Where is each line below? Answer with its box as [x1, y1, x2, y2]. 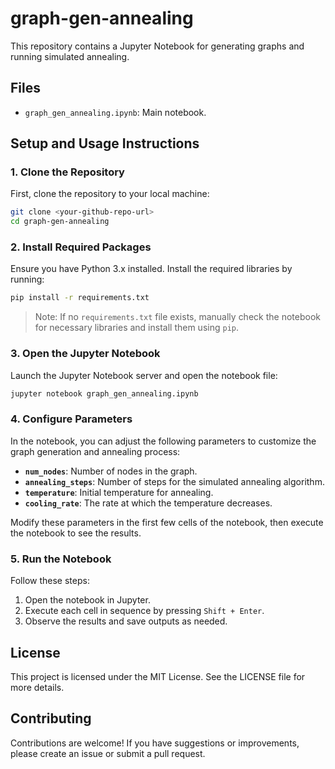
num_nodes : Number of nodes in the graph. [24, 465, 198, 477]
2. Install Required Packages [10, 240, 152, 254]
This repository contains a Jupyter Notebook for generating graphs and [10, 40, 305, 52]
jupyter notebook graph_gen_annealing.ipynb [10, 388, 199, 399]
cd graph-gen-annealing [10, 217, 110, 227]
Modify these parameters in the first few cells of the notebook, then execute [10, 516, 324, 528]
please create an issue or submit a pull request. [10, 747, 206, 759]
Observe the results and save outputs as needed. [24, 615, 228, 627]
